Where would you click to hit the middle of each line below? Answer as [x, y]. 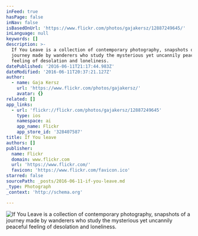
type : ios [29, 115]
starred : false [25, 176]
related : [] [21, 99]
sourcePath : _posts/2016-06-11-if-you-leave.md [66, 181]
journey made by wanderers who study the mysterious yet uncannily [96, 55]
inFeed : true [22, 11]
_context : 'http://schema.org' [44, 192]
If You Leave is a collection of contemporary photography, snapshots [100, 50]
